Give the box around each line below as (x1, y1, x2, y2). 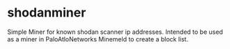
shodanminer (7, 5, 86, 21)
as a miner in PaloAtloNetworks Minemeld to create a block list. (7, 35, 189, 43)
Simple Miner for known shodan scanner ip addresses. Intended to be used (7, 28, 223, 36)
